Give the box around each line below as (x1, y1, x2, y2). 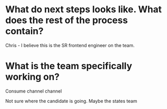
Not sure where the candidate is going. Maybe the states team (5, 98, 137, 104)
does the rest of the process (5, 14, 128, 26)
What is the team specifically (5, 60, 133, 72)
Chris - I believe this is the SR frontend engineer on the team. (5, 42, 135, 48)
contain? (5, 26, 44, 37)
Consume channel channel (5, 88, 62, 94)
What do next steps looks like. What (5, 4, 162, 15)
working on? (5, 71, 60, 83)
